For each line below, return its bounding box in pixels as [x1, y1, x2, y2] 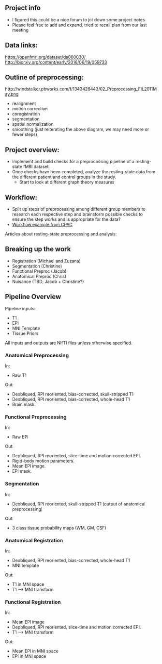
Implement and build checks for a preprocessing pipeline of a [12, 159, 134, 165]
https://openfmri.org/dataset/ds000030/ [5, 54, 86, 60]
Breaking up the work [5, 245, 71, 253]
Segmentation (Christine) [12, 263, 62, 269]
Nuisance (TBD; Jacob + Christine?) [12, 279, 84, 284]
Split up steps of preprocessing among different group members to [12, 206, 146, 212]
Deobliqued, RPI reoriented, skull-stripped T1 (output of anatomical [12, 501, 146, 507]
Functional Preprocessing [5, 414, 67, 420]
